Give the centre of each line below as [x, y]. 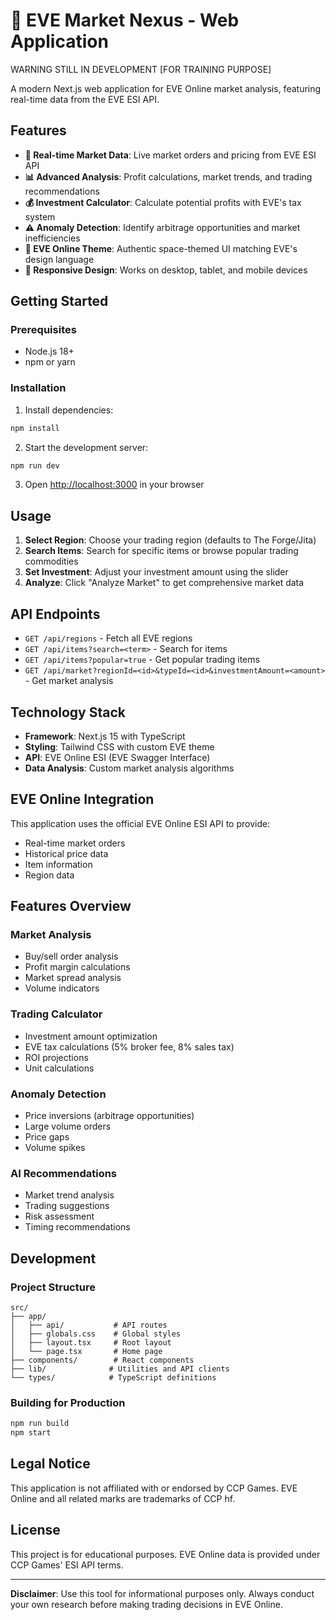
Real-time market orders [75, 843]
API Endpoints [55, 614]
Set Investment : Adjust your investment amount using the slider [156, 572]
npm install [35, 428]
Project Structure [53, 1287]
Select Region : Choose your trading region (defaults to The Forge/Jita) [170, 540]
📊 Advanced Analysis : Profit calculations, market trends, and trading [168, 176]
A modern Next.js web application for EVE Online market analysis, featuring [166, 88]
